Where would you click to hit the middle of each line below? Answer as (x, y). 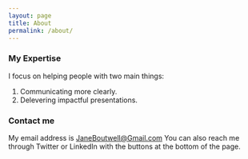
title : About (30, 23)
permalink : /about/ (41, 30)
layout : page (30, 16)
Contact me (32, 121)
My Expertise (35, 58)
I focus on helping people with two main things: (86, 76)
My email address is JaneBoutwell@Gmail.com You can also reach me (124, 137)
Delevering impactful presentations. (79, 100)
